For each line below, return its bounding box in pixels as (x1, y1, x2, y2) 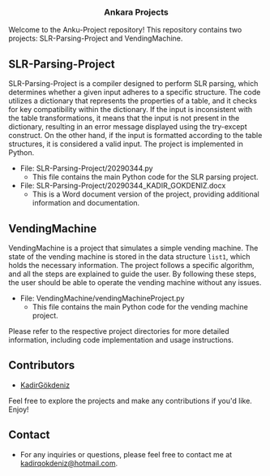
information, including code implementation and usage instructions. (8, 335, 234, 344)
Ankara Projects (104, 6, 169, 18)
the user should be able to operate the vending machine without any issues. (8, 277, 262, 287)
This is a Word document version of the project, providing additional (32, 189, 259, 199)
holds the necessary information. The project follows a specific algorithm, (8, 260, 255, 270)
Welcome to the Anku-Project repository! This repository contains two (8, 25, 242, 35)
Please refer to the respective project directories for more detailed (8, 326, 229, 335)
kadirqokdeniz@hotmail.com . (19, 458, 118, 468)
